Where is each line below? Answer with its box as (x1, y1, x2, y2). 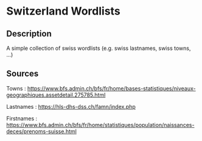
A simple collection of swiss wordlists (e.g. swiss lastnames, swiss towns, (6, 44, 191, 52)
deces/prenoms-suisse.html (6, 128, 77, 135)
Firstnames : (6, 114, 38, 122)
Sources (6, 69, 39, 79)
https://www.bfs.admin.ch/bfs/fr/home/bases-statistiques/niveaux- (27, 84, 196, 92)
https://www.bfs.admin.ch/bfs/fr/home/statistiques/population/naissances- (6, 121, 195, 128)
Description (6, 29, 52, 39)
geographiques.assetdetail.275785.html (6, 91, 106, 98)
